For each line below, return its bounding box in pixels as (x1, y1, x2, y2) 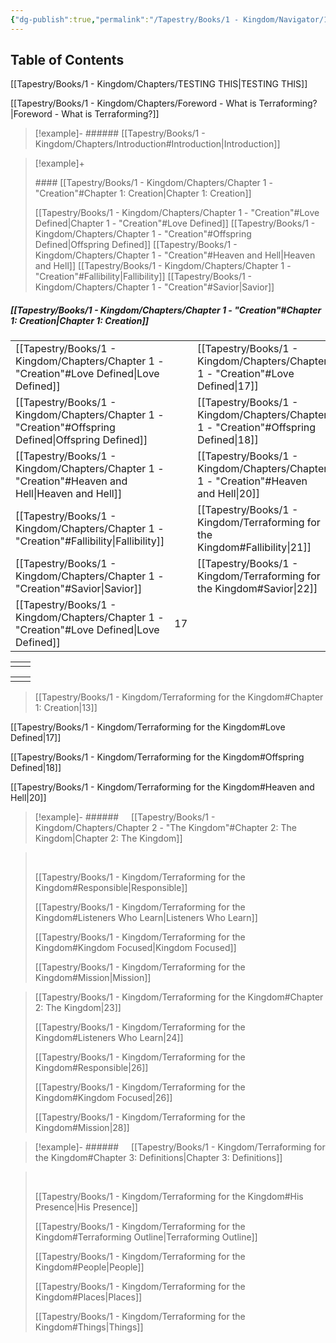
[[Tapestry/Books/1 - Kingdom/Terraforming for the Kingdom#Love (10, 721, 286, 733)
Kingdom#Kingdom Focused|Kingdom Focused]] (34, 942, 237, 954)
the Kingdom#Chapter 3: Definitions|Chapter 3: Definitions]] (34, 1152, 283, 1164)
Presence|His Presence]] (34, 1201, 138, 1213)
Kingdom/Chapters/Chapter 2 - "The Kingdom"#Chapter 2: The (34, 822, 297, 834)
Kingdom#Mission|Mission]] (34, 972, 152, 984)
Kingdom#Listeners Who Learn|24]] (34, 1032, 184, 1044)
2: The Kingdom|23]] (34, 1002, 122, 1014)
